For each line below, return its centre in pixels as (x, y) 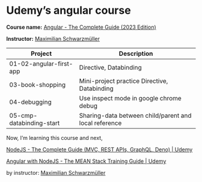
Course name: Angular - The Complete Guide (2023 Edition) (81, 27)
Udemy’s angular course (69, 11)
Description (136, 53)
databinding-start (35, 123)
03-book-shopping (38, 85)
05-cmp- (23, 115)
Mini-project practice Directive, (124, 80)
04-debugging (31, 102)
